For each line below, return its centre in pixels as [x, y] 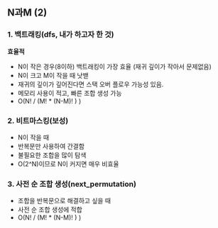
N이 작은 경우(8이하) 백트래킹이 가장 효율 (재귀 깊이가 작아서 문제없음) [114, 67]
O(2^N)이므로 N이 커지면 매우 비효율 [68, 164]
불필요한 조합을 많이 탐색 [52, 155]
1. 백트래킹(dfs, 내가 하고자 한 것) [61, 35]
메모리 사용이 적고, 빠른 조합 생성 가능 [70, 93]
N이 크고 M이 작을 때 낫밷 [53, 75]
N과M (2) [27, 13]
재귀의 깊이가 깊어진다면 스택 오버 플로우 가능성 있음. [91, 84]
